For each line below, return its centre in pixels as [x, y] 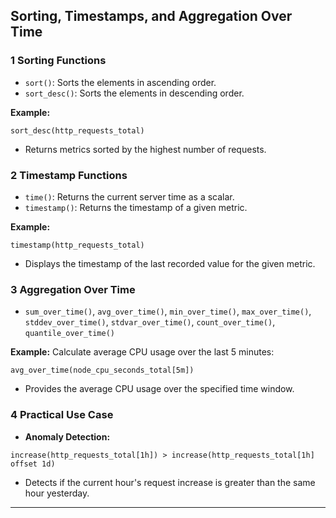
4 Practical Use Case [62, 415]
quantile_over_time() [69, 334]
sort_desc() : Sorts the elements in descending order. [134, 93]
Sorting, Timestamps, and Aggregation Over [151, 16]
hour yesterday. [57, 493]
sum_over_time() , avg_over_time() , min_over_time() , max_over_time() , [168, 311]
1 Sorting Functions [58, 61]
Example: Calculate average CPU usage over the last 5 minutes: [142, 352]
